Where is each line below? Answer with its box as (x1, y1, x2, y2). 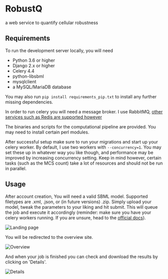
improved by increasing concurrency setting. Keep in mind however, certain (5, 155, 161, 161)
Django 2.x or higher (12, 62, 55, 68)
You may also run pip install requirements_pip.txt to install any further (5, 93, 157, 99)
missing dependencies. (5, 99, 54, 105)
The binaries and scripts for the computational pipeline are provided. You (5, 123, 156, 129)
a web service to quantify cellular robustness (5, 20, 98, 26)
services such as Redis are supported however (5, 114, 102, 120)
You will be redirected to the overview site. (5, 234, 93, 240)
